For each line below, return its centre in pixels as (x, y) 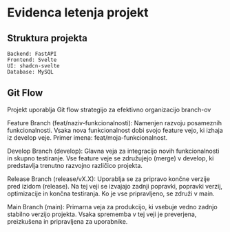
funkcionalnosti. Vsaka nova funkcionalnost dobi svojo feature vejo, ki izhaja (115, 130)
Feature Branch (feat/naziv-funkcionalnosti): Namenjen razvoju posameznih (115, 123)
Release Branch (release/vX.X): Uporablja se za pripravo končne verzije (108, 179)
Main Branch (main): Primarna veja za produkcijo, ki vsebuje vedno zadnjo (113, 207)
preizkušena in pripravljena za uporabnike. (67, 221)
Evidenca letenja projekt (78, 13)
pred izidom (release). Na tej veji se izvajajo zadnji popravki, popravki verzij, (115, 186)
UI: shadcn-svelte (33, 66)
